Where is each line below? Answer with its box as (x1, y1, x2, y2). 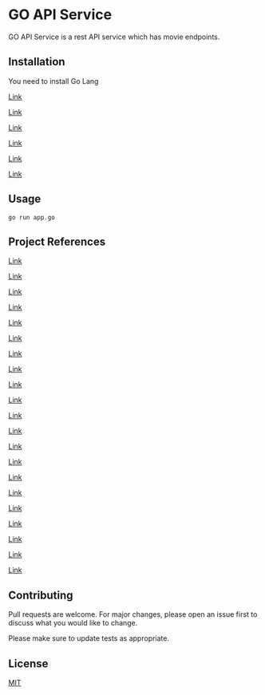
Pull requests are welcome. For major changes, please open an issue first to (8, 610, 258, 619)
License (8, 657, 49, 670)
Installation (8, 55, 65, 69)
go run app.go (8, 213, 56, 221)
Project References (8, 235, 106, 248)
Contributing (8, 588, 73, 602)
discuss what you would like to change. (8, 618, 138, 628)
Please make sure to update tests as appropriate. (8, 634, 170, 643)
